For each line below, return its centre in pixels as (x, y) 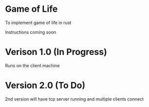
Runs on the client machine (32, 65)
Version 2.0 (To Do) (45, 86)
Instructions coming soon (31, 32)
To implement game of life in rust (38, 23)
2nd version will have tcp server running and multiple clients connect (74, 99)
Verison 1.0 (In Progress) (56, 52)
